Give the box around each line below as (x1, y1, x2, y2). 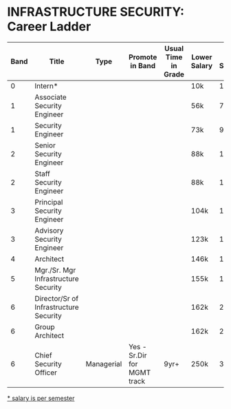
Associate (34, 92, 67, 102)
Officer (34, 368, 57, 377)
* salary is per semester (7, 394, 75, 402)
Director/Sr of (34, 293, 79, 303)
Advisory (34, 225, 64, 235)
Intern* (34, 81, 58, 90)
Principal (34, 197, 63, 207)
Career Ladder (7, 19, 91, 34)
